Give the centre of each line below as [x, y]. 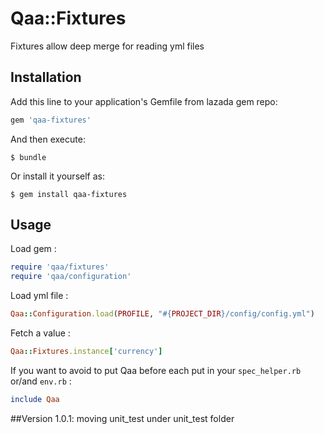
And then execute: [48, 139]
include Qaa [35, 399]
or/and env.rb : [41, 381]
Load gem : [33, 249]
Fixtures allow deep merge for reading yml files [107, 46]
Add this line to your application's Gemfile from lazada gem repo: [144, 101]
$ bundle [28, 157]
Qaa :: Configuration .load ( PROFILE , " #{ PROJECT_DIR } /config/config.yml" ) [162, 314]
